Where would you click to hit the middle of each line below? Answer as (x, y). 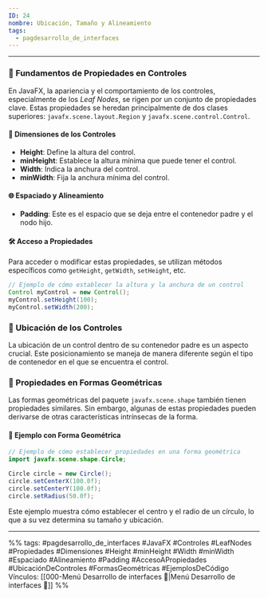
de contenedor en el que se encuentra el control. (89, 362)
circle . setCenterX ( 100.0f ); (55, 482)
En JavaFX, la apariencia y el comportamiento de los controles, (112, 90)
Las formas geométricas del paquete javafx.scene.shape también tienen (127, 400)
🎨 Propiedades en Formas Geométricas (85, 382)
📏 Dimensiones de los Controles (62, 134)
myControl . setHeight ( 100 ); (53, 300)
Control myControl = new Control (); (69, 293)
